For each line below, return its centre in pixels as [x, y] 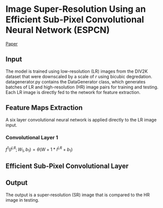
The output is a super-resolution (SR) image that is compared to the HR [78, 195]
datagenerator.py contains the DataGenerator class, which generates [76, 82]
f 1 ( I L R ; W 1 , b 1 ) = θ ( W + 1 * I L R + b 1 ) [39, 149]
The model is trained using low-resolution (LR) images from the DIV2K [77, 71]
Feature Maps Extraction [44, 108]
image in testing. [22, 200]
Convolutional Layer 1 [32, 138]
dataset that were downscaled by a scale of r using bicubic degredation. [79, 76]
